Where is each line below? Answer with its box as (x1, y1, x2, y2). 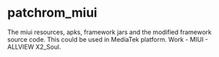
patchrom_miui (7, 5, 97, 21)
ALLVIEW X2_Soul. (7, 42, 61, 51)
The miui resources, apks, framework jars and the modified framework (7, 28, 212, 36)
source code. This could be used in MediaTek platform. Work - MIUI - (7, 35, 208, 43)
